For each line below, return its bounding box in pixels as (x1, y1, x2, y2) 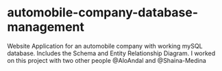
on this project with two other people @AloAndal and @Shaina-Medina (7, 56, 207, 64)
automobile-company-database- (7, 5, 199, 20)
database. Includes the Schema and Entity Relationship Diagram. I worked (7, 49, 216, 57)
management (7, 19, 84, 35)
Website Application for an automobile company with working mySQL (7, 42, 203, 50)
